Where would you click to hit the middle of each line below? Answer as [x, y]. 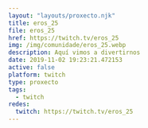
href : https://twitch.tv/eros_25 [64, 38]
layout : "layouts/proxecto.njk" [62, 16]
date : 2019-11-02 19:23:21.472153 [66, 60]
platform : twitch [37, 75]
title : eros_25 [33, 23]
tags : [17, 89]
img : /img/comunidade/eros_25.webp [67, 45]
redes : [19, 104]
